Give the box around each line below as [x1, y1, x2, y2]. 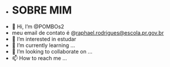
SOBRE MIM [11, 4, 73, 17]
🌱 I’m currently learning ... [11, 42, 75, 49]
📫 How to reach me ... [11, 54, 67, 62]
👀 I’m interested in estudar [11, 35, 76, 42]
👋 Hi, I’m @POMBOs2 [11, 23, 64, 30]
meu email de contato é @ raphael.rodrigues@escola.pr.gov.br [11, 29, 164, 36]
